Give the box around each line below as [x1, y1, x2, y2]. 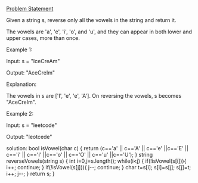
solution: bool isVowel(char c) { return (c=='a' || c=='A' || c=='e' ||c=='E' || [6, 145, 189, 151]
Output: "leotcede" [6, 134, 52, 140]
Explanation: [6, 80, 37, 88]
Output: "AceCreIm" [6, 69, 55, 76]
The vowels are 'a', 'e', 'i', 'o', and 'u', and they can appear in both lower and [6, 28, 193, 35]
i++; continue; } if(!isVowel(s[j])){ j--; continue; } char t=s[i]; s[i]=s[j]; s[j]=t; [6, 164, 191, 170]
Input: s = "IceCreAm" [6, 58, 60, 64]
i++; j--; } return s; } [6, 170, 55, 177]
